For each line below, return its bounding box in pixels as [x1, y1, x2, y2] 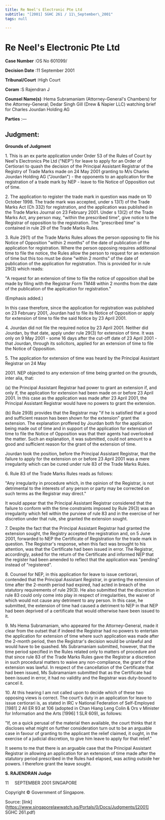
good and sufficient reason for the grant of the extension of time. [5, 441, 137, 447]
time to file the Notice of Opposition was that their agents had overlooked [5, 431, 154, 437]
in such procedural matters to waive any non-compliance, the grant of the [5, 659, 155, 665]
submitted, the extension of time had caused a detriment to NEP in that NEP [5, 603, 158, 609]
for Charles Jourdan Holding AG [5, 107, 70, 113]
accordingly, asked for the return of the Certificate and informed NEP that [5, 551, 154, 558]
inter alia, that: [5, 375, 34, 381]
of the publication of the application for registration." [5, 286, 111, 292]
